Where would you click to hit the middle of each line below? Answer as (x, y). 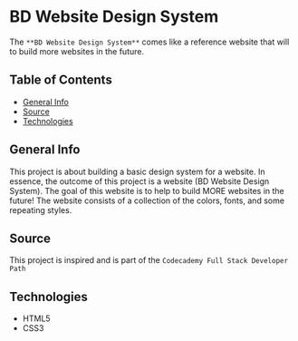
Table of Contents (61, 80)
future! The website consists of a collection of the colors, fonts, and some (147, 200)
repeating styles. (41, 209)
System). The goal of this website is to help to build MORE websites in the (147, 190)
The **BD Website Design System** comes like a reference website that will (149, 42)
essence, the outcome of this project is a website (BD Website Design (139, 181)
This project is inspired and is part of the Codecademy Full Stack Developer (149, 260)
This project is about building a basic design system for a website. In (137, 171)
